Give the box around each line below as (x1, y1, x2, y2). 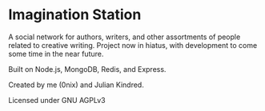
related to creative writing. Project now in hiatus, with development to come (8, 40, 258, 50)
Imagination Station (8, 6, 142, 24)
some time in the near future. (8, 49, 104, 58)
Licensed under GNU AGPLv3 (8, 95, 106, 105)
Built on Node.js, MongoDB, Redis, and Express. (8, 64, 167, 73)
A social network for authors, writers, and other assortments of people (8, 32, 241, 42)
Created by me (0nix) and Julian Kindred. (8, 80, 144, 89)
